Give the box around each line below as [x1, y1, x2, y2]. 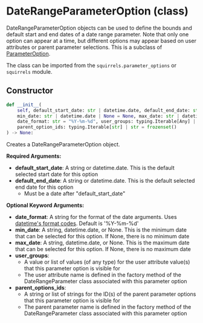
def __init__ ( [6, 102, 42, 108]
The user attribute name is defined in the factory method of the [24, 271, 181, 278]
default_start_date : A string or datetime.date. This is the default [14, 165, 175, 171]
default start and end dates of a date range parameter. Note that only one [6, 30, 189, 38]
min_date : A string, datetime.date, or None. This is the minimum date [14, 226, 187, 233]
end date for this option [14, 183, 74, 191]
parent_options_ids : [14, 284, 66, 291]
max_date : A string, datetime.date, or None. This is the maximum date [14, 239, 190, 246]
